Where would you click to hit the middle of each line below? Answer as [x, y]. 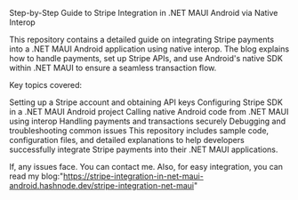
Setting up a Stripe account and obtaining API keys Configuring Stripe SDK [146, 102]
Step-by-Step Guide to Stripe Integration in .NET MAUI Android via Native [144, 13]
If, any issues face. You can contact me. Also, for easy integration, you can [146, 167]
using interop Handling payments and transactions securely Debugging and [148, 121]
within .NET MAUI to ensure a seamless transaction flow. [113, 68]
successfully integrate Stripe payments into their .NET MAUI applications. [144, 149]
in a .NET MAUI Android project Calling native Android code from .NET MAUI [149, 112]
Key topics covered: [46, 85]
